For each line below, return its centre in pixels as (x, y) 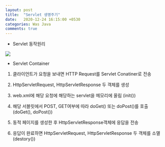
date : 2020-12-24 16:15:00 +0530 (43, 19)
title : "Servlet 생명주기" (33, 15)
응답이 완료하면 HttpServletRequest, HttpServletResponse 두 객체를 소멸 (87, 133)
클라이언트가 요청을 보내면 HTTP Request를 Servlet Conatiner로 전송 (82, 74)
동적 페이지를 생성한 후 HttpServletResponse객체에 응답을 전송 (75, 123)
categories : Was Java (28, 24)
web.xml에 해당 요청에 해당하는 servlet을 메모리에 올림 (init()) (74, 96)
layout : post (19, 10)
